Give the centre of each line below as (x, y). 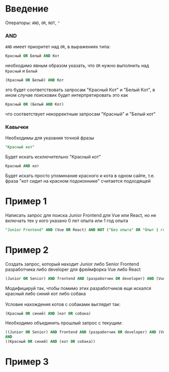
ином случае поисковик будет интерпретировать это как (67, 95)
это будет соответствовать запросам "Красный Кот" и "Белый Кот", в (80, 90)
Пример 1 (26, 201)
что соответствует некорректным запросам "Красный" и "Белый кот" (80, 114)
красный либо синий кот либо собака (46, 293)
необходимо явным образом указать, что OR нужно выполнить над (77, 65)
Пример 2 (27, 250)
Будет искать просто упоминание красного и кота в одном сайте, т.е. (80, 175)
